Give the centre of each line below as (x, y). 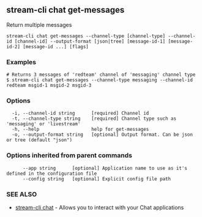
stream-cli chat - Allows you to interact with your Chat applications (99, 208)
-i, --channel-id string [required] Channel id (80, 113)
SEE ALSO (22, 194)
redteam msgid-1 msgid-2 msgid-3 (49, 86)
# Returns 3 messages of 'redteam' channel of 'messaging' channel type (101, 75)
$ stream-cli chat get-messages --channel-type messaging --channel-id (99, 80)
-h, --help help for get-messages (80, 130)
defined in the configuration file (52, 174)
